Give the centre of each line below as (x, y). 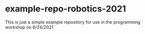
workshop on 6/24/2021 (29, 27)
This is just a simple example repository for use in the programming (73, 22)
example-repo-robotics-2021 (65, 9)
